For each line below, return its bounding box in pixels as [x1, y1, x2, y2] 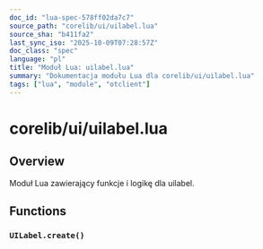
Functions [9, 203, 67, 219]
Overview [9, 154, 66, 169]
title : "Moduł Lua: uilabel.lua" [9, 64, 135, 73]
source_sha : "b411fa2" [9, 30, 94, 39]
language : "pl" [9, 55, 66, 64]
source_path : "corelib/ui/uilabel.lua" [9, 21, 159, 30]
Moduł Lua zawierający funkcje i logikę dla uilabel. [9, 177, 195, 188]
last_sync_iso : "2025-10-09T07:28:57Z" [9, 38, 159, 47]
